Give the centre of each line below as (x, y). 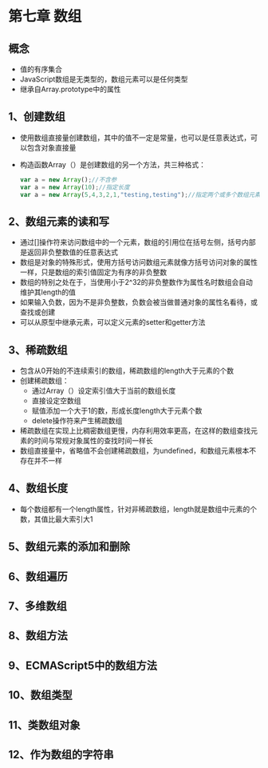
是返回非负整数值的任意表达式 (69, 252)
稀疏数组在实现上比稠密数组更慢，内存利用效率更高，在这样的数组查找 (135, 431)
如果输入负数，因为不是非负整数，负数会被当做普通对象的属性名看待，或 (138, 302)
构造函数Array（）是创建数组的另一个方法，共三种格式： (112, 164)
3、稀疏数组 (38, 350)
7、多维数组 (38, 606)
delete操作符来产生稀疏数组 (77, 421)
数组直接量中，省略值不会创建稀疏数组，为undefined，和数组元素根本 (134, 451)
